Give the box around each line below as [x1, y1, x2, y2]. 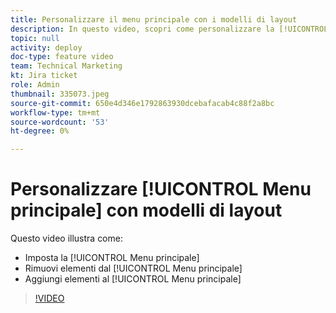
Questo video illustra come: [10, 232, 123, 245]
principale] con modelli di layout [10, 199, 283, 222]
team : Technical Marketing [10, 61, 123, 71]
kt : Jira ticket [10, 71, 78, 81]
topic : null [10, 33, 60, 43]
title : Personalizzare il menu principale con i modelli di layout [10, 14, 298, 25]
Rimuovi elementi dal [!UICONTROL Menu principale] [24, 262, 243, 275]
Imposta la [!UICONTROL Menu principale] [24, 252, 200, 264]
